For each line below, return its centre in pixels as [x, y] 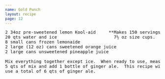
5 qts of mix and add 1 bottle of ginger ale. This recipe [79, 67]
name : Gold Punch [23, 10]
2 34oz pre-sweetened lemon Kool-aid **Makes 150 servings [83, 32]
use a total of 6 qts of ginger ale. [51, 71]
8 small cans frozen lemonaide [43, 42]
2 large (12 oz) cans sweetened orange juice [61, 47]
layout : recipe [21, 14]
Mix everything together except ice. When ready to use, [76, 62]
